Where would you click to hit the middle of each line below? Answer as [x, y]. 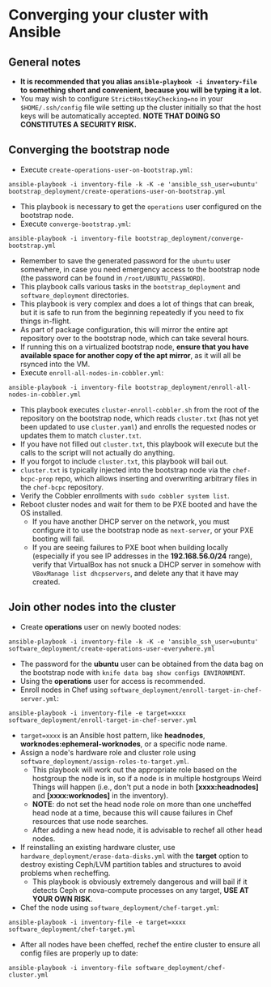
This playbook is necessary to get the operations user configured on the [141, 206]
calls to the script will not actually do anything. [97, 452]
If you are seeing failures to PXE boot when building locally [130, 547]
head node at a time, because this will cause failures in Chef [132, 813]
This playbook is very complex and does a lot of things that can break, [137, 303]
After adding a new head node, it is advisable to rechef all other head [147, 830]
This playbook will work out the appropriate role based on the [134, 769]
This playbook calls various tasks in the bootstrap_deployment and [130, 286]
